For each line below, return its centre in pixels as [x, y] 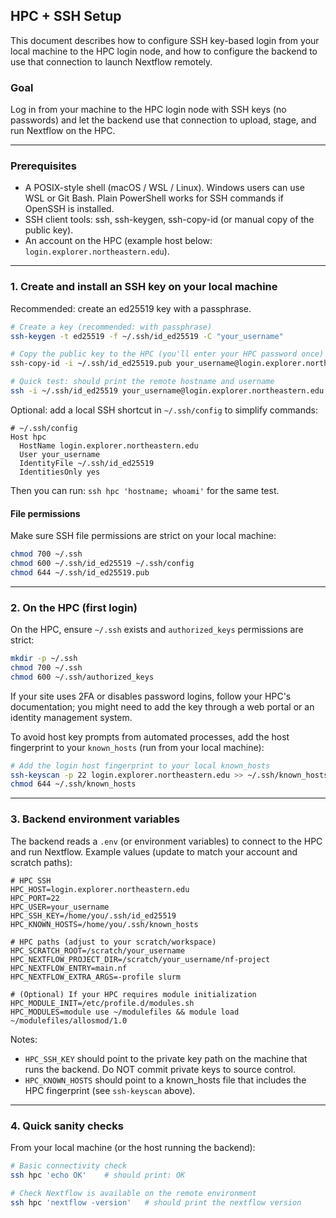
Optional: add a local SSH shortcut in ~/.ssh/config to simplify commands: [164, 410]
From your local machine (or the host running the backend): [133, 1147]
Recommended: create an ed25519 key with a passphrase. [131, 308]
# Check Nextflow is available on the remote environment [133, 1193]
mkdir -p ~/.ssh [44, 659]
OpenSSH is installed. [69, 209]
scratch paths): [41, 862]
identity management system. [71, 717]
